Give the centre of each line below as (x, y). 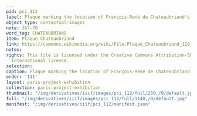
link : (13, 45)
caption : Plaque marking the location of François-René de (80, 71)
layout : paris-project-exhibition (48, 83)
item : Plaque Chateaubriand (40, 39)
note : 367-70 (22, 28)
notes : (14, 50)
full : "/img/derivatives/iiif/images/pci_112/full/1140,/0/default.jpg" (97, 98)
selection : (19, 66)
